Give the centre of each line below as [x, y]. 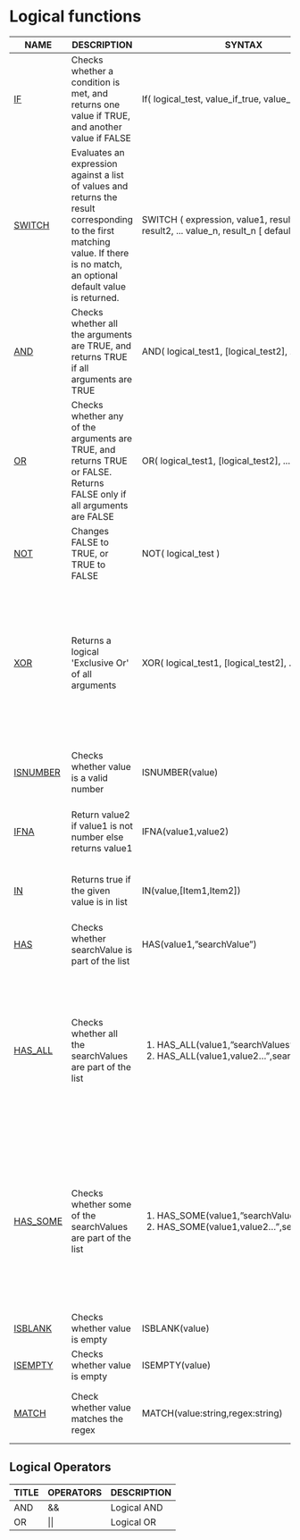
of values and [100, 186]
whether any [97, 415]
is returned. [95, 297]
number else [97, 837]
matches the [97, 1419]
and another [96, 127]
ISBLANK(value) [175, 1328]
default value [99, 286]
